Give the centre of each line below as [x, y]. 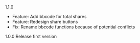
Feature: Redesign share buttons [45, 22]
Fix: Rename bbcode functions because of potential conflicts [73, 27]
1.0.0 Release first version [31, 36]
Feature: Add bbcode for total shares [49, 16]
